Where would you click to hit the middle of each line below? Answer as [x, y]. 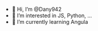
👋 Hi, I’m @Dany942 [36, 9]
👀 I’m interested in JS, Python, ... [52, 15]
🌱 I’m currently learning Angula [50, 22]
